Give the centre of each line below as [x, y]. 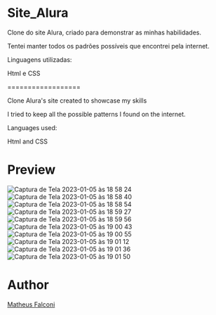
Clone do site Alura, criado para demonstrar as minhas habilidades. [104, 32]
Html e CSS [24, 73]
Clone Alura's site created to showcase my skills [77, 101]
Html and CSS [27, 141]
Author [28, 285]
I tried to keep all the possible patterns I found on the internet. [96, 114]
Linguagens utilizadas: [40, 59]
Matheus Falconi [31, 304]
